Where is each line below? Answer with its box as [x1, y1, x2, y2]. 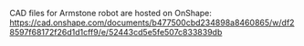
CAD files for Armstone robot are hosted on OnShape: [9, 8, 213, 18]
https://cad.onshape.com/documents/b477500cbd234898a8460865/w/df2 [9, 17, 295, 28]
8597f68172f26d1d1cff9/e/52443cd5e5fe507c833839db [9, 27, 223, 37]
